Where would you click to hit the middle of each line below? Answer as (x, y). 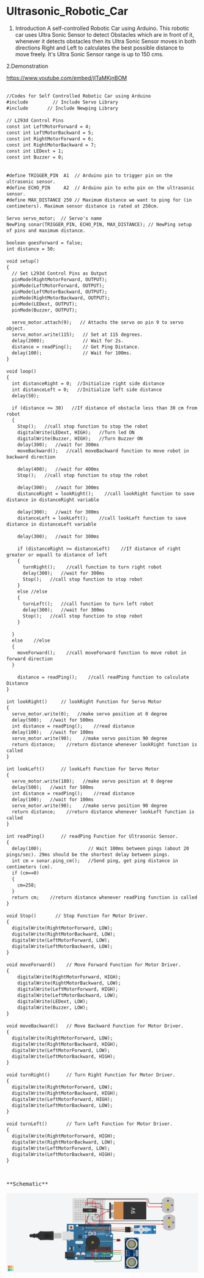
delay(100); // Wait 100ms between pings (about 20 (100, 849)
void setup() (23, 261)
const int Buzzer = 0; (35, 157)
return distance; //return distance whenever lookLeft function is (103, 812)
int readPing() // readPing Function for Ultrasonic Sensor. (92, 836)
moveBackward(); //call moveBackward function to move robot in (103, 451)
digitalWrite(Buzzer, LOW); (53, 1008)
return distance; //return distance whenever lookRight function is (105, 745)
